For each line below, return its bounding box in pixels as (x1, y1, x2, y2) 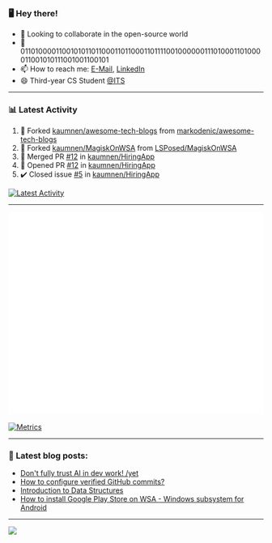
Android (19, 502, 47, 512)
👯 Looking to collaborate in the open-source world (19, 29, 189, 39)
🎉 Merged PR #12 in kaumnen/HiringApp (19, 152, 155, 161)
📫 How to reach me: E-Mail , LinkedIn (19, 64, 146, 74)
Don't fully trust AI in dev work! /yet (19, 468, 139, 477)
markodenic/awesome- (176, 126, 255, 135)
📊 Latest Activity (8, 105, 78, 116)
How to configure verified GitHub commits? (19, 477, 165, 486)
